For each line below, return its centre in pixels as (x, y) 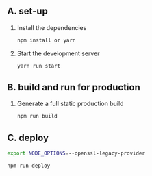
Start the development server (59, 53)
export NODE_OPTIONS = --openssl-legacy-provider (76, 153)
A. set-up (27, 11)
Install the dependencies (52, 27)
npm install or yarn (46, 40)
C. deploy (28, 137)
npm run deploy (29, 166)
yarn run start (39, 66)
